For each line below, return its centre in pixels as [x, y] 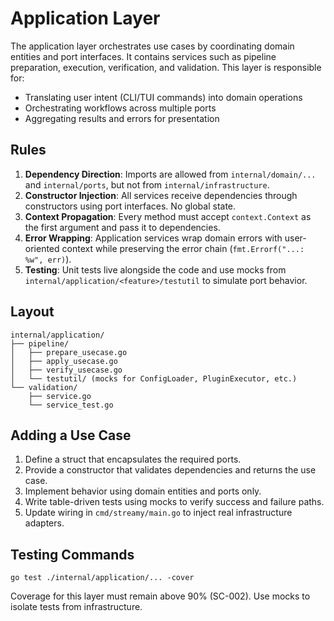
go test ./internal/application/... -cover [102, 578]
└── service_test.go [71, 405]
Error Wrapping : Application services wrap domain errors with [153, 238]
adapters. [44, 523]
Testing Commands [72, 554]
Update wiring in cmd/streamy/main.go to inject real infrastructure [158, 513]
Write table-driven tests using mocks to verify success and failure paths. [174, 502]
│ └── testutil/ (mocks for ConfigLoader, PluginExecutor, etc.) [154, 378]
